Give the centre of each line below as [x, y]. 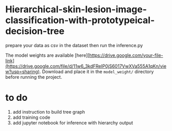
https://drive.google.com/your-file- [126, 55]
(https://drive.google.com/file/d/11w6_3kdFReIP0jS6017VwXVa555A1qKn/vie [86, 66]
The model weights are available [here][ [47, 55]
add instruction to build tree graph [49, 112]
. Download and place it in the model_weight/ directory [97, 71]
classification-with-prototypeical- [80, 20]
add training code [31, 117]
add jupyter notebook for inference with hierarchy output [73, 123]
